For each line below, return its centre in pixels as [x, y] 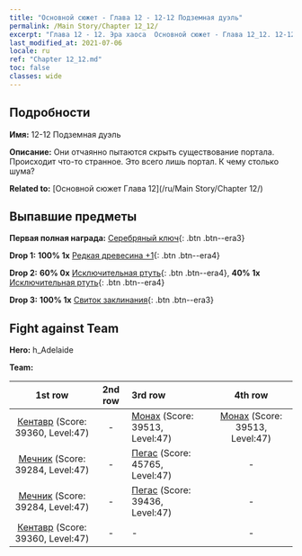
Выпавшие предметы [73, 216]
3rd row [149, 395]
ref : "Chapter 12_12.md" [56, 59]
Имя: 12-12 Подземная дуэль [65, 134]
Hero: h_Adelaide [41, 350]
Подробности [50, 113]
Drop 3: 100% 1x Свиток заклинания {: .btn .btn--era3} [111, 300]
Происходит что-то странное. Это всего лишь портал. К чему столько [144, 161]
